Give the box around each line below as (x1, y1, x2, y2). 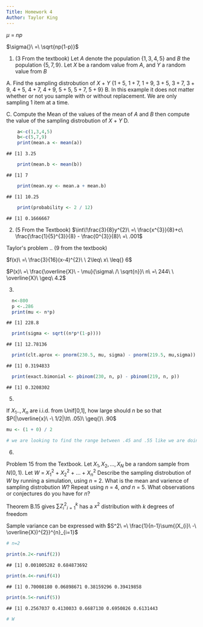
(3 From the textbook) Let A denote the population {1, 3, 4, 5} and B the (14, 55, 190, 62)
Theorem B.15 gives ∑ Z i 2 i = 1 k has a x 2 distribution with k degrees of (6, 501, 175, 511)
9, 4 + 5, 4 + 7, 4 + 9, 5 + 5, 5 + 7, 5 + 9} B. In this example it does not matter (6, 85, 195, 93)
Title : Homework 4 (6, 8, 53, 15)
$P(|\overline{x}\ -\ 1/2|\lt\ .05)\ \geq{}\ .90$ (6, 415, 117, 422)
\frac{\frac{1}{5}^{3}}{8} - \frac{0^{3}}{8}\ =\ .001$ (14, 232, 143, 240)
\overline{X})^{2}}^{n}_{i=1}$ (6, 529, 79, 536)
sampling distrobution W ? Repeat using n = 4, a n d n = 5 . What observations (6, 483, 195, 491)
